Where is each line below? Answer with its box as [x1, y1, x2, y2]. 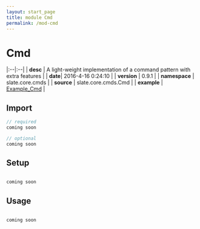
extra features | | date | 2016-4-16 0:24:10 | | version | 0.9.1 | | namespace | [6, 73, 195, 80]
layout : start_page [6, 8, 56, 15]
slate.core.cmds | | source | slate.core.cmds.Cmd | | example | [6, 79, 164, 86]
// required [6, 119, 36, 125]
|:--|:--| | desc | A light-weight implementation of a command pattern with [6, 66, 191, 73]
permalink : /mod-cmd [6, 20, 59, 26]
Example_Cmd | [6, 85, 45, 92]
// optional [6, 135, 36, 141]
